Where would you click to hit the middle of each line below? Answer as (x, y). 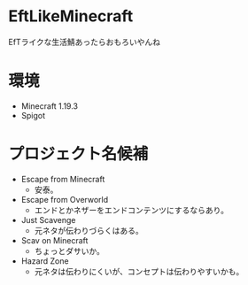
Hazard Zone (45, 261)
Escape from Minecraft (63, 179)
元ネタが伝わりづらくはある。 (89, 230)
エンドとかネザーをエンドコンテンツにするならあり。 (132, 210)
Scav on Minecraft (54, 240)
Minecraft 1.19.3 (50, 106)
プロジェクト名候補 (78, 154)
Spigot (33, 115)
